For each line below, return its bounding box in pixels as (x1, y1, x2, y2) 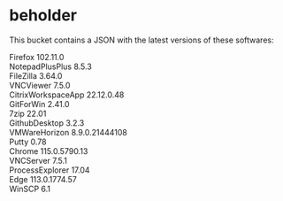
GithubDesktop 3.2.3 (9, 117, 85, 128)
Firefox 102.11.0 (9, 51, 65, 62)
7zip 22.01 (9, 108, 47, 119)
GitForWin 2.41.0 (9, 98, 70, 109)
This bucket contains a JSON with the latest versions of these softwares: (9, 35, 274, 45)
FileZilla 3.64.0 (9, 70, 63, 81)
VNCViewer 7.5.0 (9, 80, 71, 90)
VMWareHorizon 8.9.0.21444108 (9, 127, 128, 137)
